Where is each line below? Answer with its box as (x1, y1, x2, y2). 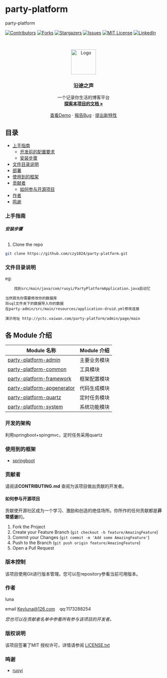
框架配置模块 (79, 376, 110, 383)
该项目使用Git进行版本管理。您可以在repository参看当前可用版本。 (5, 571, 141, 577)
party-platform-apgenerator (7, 385, 75, 392)
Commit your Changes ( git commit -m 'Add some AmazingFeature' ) (12, 535, 150, 541)
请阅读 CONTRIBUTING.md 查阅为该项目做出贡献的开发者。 (5, 483, 127, 489)
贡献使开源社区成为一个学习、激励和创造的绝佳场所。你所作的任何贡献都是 (5, 508, 158, 514)
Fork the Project (12, 524, 46, 530)
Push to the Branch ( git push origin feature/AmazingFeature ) (12, 540, 141, 546)
